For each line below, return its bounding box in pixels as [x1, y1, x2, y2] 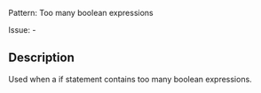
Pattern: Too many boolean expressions [8, 8, 154, 18]
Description [8, 50, 75, 66]
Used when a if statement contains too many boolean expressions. [8, 74, 252, 84]
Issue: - [8, 25, 36, 35]
